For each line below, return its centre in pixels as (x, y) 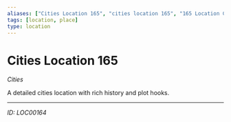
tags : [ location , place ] (43, 20)
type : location (29, 26)
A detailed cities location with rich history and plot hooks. (88, 93)
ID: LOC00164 (27, 113)
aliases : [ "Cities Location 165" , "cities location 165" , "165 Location (113, 13)
